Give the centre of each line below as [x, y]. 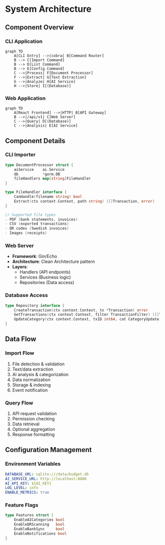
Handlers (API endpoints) [45, 272]
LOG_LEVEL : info [22, 488]
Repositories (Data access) [47, 283]
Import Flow [20, 353]
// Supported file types [30, 215]
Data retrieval [26, 424]
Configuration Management [49, 450]
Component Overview [40, 27]
